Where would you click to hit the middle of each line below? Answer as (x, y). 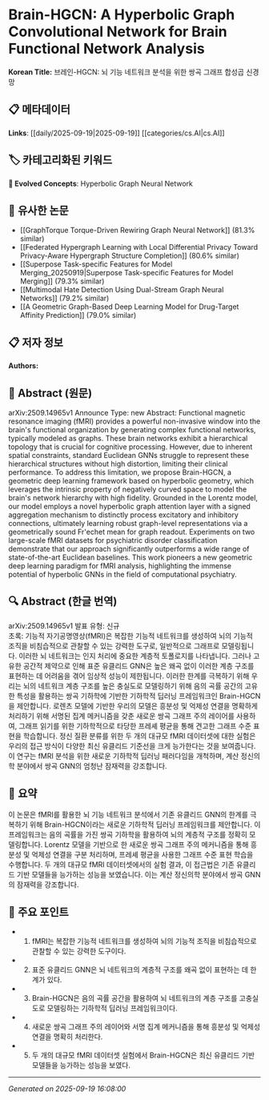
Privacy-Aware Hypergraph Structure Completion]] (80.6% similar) (130, 256)
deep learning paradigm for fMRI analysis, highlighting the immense (120, 566)
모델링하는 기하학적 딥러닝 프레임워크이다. (112, 1008)
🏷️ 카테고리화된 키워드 (60, 161)
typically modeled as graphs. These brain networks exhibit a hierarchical (128, 438)
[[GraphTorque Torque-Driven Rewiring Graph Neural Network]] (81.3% (137, 231)
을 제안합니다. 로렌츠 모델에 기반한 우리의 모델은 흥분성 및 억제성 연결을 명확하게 (133, 705)
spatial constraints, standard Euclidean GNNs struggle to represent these (129, 455)
